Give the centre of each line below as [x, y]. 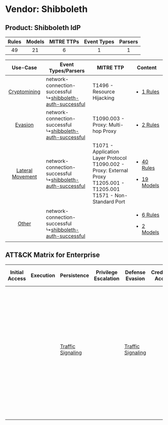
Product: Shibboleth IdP [43, 28]
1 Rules [151, 92]
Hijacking [103, 98]
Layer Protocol [109, 158]
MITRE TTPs [64, 42]
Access [17, 278]
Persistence [74, 275]
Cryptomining [24, 92]
